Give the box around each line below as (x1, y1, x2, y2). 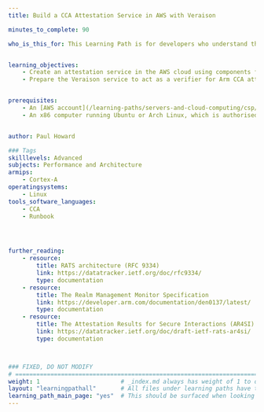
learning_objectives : (8, 61, 79, 69)
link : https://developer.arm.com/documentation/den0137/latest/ (36, 298, 251, 307)
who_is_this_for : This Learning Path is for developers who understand (8, 40, 247, 48)
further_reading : (8, 247, 65, 256)
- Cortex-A (22, 176, 58, 184)
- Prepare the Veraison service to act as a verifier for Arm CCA (22, 75, 244, 83)
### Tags (8, 146, 37, 154)
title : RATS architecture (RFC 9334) (36, 262, 159, 270)
